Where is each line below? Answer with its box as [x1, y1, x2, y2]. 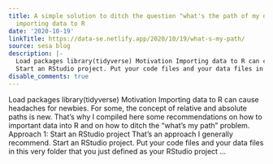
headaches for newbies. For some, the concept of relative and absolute [8, 103, 248, 113]
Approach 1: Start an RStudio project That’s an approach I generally [8, 129, 234, 139]
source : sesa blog [8, 42, 71, 50]
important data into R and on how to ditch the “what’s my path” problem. [8, 120, 250, 130]
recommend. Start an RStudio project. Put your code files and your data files [8, 137, 264, 147]
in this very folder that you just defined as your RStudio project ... [8, 146, 226, 156]
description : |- [8, 50, 63, 58]
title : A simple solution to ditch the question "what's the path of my [8, 11, 260, 20]
